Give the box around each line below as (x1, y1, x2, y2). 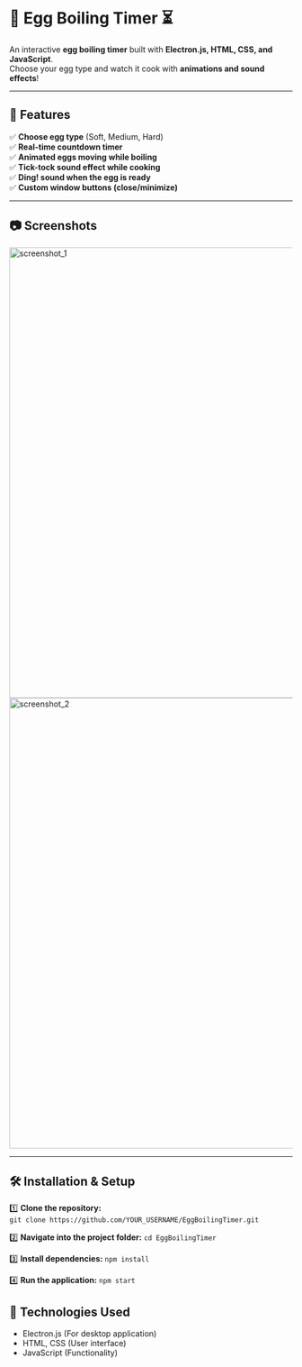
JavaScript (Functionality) (22, 1347, 119, 1358)
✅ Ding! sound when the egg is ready (9, 171, 151, 182)
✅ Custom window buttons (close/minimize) (9, 182, 178, 193)
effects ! (9, 72, 40, 83)
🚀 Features (9, 107, 71, 123)
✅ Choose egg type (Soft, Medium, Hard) (9, 131, 164, 141)
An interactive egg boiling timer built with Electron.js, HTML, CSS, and (9, 43, 273, 55)
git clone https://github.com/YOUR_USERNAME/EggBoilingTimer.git (9, 1216, 259, 1225)
